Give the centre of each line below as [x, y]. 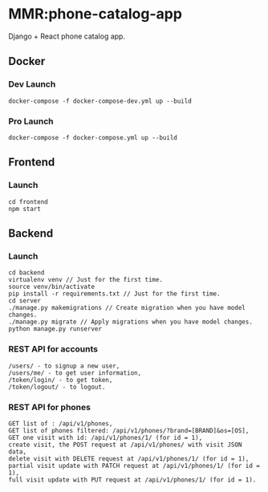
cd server [25, 301]
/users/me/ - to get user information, [75, 373]
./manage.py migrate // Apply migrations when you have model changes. [130, 322]
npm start [25, 209]
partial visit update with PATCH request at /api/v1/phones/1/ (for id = [134, 466]
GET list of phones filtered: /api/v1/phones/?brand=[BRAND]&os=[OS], [129, 430]
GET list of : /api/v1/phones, [61, 423]
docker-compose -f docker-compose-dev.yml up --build [100, 101]
